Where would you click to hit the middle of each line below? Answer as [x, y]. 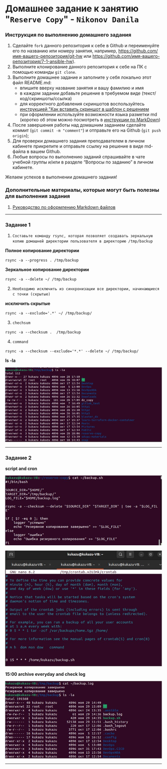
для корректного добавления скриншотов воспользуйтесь [82, 104]
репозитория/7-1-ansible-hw [42, 62]
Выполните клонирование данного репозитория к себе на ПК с [80, 67]
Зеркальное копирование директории [47, 270]
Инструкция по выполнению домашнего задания [68, 35]
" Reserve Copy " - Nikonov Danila [72, 19]
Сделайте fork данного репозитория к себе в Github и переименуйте [86, 46]
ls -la [10, 361]
